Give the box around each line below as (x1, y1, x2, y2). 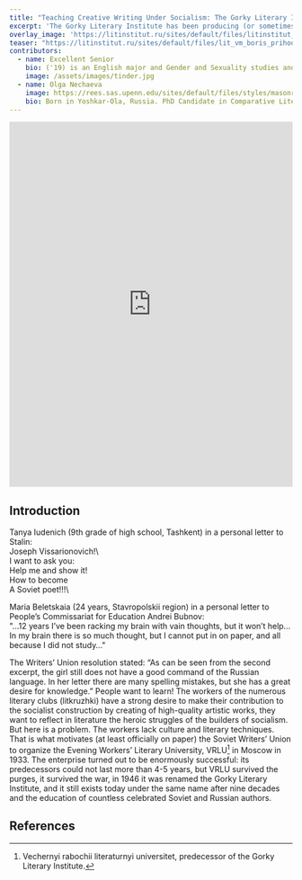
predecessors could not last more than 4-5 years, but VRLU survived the (9, 763, 279, 774)
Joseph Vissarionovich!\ (9, 546, 99, 557)
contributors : (9, 47, 63, 56)
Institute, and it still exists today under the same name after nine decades (9, 783, 280, 794)
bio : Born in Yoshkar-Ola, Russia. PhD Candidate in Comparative (25, 96, 276, 106)
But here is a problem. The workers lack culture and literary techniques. (9, 724, 275, 735)
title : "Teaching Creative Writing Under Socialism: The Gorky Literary (9, 13, 288, 22)
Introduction (9, 502, 81, 518)
